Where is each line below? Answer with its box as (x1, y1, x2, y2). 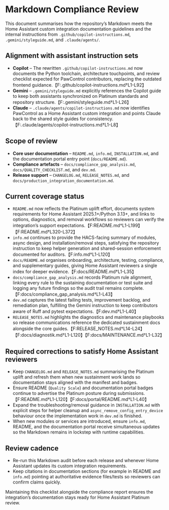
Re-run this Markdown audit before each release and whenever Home (12, 458, 159, 463)
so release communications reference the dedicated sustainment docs (12, 319, 160, 326)
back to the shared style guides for (12, 116, 86, 122)
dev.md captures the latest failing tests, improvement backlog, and (12, 297, 151, 303)
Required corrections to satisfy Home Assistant (5, 347, 159, 356)
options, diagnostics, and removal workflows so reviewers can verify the (12, 217, 164, 223)
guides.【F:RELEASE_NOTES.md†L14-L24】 (53, 326, 145, 332)
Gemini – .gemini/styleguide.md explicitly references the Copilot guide (12, 88, 161, 94)
